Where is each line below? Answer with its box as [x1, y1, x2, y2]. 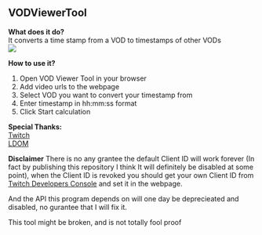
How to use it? [8, 58, 56, 67]
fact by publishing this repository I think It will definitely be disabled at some [8, 162, 253, 172]
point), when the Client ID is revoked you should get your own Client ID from [8, 170, 254, 179]
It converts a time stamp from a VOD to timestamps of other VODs [8, 35, 222, 45]
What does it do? [8, 27, 65, 36]
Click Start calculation [19, 107, 91, 116]
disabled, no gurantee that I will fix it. [8, 202, 128, 211]
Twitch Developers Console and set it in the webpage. [8, 179, 183, 188]
